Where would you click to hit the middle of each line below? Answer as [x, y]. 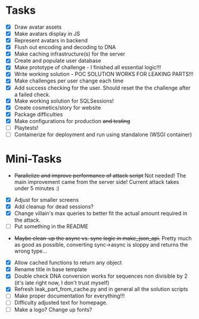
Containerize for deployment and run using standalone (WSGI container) [103, 134]
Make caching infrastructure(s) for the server [70, 54]
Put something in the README [51, 226]
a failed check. [32, 94]
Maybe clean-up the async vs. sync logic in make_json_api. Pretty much [103, 238]
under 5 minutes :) [37, 188]
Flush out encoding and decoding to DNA [65, 47]
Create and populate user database [58, 61]
